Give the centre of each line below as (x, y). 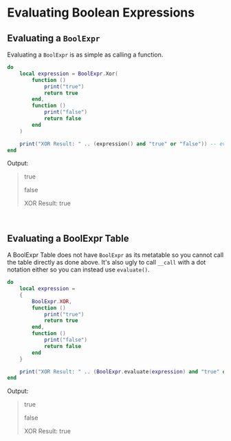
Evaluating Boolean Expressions (101, 13)
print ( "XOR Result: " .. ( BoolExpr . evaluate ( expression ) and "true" (120, 371)
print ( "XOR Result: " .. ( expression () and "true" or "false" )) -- (118, 144)
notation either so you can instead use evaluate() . (78, 269)
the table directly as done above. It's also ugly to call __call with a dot (107, 263)
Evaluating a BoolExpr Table (68, 238)
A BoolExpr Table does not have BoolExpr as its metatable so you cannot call (115, 255)
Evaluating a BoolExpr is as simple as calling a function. (85, 54)
